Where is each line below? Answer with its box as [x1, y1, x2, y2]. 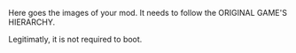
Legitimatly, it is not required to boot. [8, 34, 143, 44]
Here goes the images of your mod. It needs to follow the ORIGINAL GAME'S [8, 8, 287, 18]
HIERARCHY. [8, 17, 55, 27]
